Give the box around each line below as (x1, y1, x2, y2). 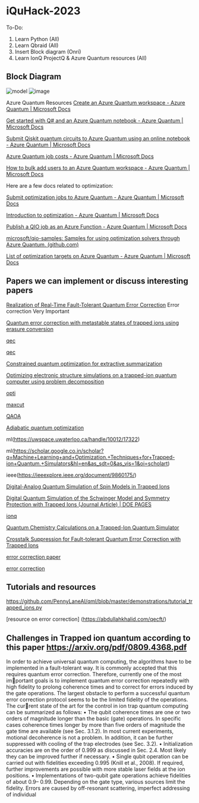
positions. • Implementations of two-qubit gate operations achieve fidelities (6, 772, 191, 779)
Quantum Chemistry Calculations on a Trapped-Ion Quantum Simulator (6, 524, 179, 531)
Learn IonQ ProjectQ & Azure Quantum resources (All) (14, 54, 147, 61)
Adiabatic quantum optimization (6, 424, 84, 431)
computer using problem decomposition (6, 378, 105, 385)
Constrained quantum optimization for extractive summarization (6, 360, 162, 367)
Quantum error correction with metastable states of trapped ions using (6, 319, 179, 326)
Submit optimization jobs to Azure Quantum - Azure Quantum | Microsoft (6, 194, 184, 201)
